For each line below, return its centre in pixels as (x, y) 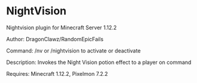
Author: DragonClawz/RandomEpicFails (55, 39)
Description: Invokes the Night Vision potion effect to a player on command (99, 62)
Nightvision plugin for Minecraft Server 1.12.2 (61, 27)
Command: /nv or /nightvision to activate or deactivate (73, 50)
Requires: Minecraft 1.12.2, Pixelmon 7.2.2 (57, 73)
